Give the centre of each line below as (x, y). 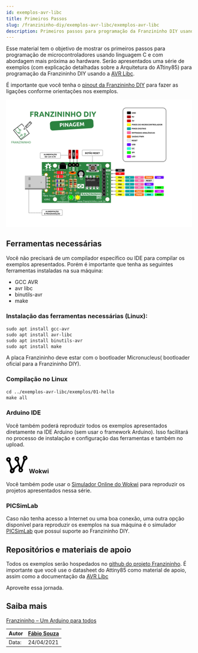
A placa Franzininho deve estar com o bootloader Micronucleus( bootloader (98, 357)
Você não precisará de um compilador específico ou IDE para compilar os (95, 258)
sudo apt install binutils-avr (44, 341)
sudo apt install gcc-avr (38, 329)
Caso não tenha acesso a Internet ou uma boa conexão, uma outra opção (95, 519)
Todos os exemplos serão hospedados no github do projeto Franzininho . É (96, 563)
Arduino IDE (24, 413)
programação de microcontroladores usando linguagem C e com (85, 55)
